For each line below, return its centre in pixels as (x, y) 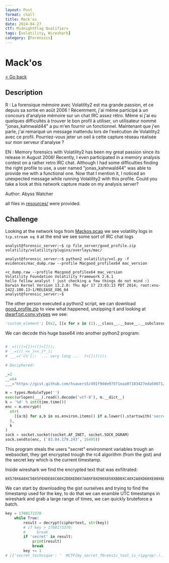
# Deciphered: (20, 365)
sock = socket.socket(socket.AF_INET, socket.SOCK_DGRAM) (67, 435)
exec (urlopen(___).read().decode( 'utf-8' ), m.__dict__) (65, 397)
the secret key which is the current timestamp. (53, 460)
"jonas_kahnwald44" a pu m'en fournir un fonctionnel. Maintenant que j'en (82, 126)
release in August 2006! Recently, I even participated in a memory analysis (82, 157)
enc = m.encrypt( (23, 407)
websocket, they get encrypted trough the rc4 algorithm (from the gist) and (83, 455)
